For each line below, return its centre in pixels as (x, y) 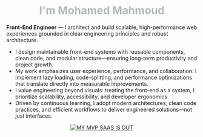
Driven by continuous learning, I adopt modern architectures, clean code (106, 103)
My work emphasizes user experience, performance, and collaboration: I (106, 71)
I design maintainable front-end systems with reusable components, (100, 51)
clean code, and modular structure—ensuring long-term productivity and (106, 58)
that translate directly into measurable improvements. (82, 84)
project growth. (34, 65)
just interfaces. (34, 116)
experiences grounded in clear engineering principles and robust (87, 33)
